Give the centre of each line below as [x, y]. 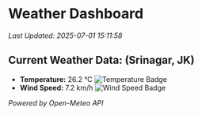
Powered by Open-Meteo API [56, 102]
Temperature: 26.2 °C [56, 79]
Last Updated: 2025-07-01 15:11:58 [65, 35]
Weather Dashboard [76, 14]
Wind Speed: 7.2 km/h [56, 87]
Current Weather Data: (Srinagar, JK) [102, 60]
